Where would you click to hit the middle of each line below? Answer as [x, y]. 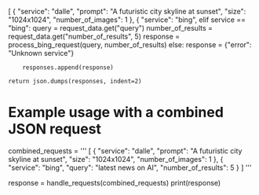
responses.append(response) [68, 68]
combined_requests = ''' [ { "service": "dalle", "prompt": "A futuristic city [125, 151]
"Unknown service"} [41, 53]
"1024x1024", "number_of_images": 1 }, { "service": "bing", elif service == [127, 20]
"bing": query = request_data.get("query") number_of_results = [111, 28]
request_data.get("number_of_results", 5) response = [94, 36]
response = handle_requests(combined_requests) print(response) [115, 182]
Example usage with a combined [116, 112]
